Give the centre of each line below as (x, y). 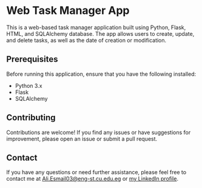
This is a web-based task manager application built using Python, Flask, (96, 27)
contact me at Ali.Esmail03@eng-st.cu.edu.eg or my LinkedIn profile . (93, 179)
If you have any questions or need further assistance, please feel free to (96, 172)
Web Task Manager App (68, 11)
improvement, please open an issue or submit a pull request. (82, 139)
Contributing (31, 118)
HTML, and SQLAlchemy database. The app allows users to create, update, (100, 33)
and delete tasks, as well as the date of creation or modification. (86, 40)
